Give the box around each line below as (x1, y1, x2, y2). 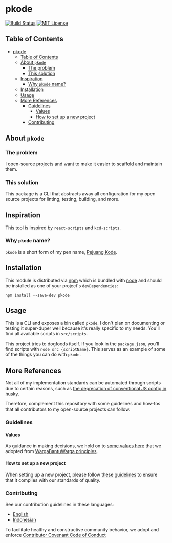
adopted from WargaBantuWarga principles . (5, 448, 98, 455)
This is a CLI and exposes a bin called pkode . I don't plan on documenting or (5, 320, 165, 326)
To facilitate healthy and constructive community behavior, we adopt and (5, 526, 159, 532)
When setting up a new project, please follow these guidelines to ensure (5, 471, 158, 478)
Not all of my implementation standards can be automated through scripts (5, 380, 161, 386)
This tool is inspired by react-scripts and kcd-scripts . (5, 224, 121, 231)
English (12, 511, 29, 517)
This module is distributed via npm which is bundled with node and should (5, 277, 162, 283)
